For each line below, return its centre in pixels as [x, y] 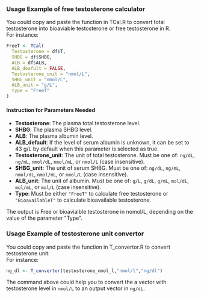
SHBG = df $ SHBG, [32, 57]
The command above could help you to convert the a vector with [86, 282]
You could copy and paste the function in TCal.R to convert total [85, 22]
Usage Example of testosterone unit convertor [75, 234]
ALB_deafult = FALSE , [39, 68]
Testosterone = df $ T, [39, 52]
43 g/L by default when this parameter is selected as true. [87, 149]
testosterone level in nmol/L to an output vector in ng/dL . [76, 288]
